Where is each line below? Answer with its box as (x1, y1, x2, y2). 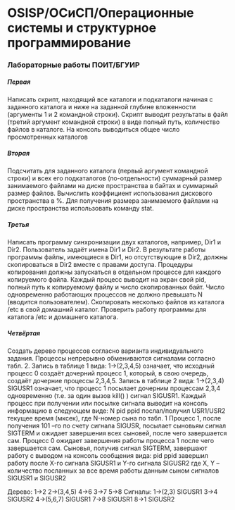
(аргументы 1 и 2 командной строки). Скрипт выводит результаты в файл (7, 111, 229, 119)
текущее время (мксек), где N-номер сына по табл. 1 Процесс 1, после (7, 413, 222, 422)
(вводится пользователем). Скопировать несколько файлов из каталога (7, 298, 225, 306)
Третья (7, 220, 30, 228)
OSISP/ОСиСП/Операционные (7, 5, 194, 21)
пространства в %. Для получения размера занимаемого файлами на (7, 197, 220, 205)
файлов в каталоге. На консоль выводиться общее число (7, 125, 180, 134)
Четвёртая (7, 329, 41, 337)
